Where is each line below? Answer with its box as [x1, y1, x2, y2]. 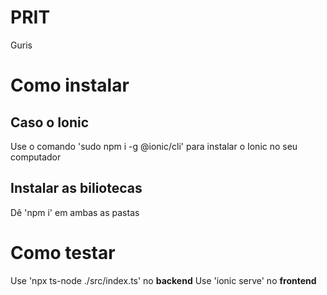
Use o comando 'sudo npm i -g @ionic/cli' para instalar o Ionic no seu [10, 140, 298, 152]
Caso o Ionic [10, 114, 90, 131]
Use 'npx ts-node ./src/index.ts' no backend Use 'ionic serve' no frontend [10, 274, 317, 286]
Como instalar [10, 74, 130, 97]
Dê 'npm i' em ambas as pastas [10, 206, 140, 218]
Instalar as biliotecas [10, 180, 143, 197]
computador [10, 151, 62, 163]
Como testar [10, 241, 116, 264]
